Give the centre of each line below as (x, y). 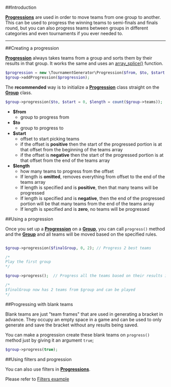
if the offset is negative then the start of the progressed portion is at (92, 155)
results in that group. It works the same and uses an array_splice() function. (84, 63)
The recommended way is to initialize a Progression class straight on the (82, 87)
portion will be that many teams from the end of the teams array (87, 204)
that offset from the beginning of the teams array (72, 149)
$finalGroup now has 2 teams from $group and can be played (70, 290)
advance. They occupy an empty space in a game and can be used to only (83, 319)
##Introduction (21, 7)
